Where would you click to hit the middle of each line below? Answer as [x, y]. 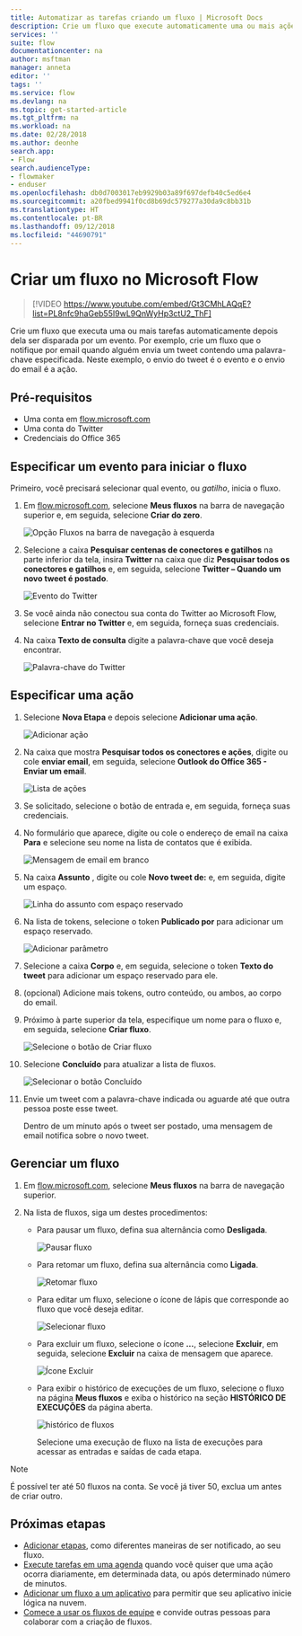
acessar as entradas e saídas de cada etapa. [119, 1451]
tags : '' [26, 84]
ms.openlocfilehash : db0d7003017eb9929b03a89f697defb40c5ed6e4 [131, 193]
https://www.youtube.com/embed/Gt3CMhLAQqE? [157, 304]
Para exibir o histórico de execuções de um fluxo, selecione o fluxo [160, 1388]
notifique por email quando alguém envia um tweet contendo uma [132, 350]
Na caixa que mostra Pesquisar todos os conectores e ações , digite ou [155, 752]
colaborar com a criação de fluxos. [87, 1622]
